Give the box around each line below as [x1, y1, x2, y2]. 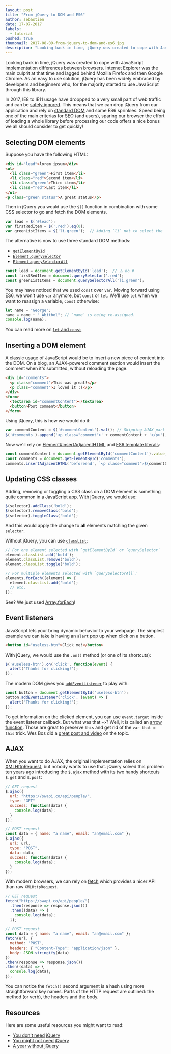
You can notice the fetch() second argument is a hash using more [5, 983, 145, 989]
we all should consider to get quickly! [5, 123, 83, 129]
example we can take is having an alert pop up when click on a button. [5, 633, 155, 639]
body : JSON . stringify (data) [10, 950, 70, 955]
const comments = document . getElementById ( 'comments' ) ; [5, 456, 126, 461]
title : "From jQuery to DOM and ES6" [5, 12, 85, 17]
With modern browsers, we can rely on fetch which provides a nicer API [5, 878, 156, 884]
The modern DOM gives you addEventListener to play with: [5, 681, 129, 687]
